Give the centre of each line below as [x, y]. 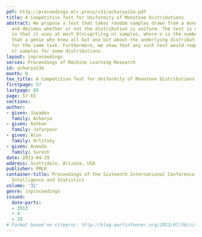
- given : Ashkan [26, 124]
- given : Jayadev [28, 113]
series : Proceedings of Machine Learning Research [71, 62]
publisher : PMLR [26, 169]
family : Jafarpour [35, 130]
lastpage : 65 [23, 90]
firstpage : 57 [24, 85]
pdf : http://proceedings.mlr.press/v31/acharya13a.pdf [76, 12]
